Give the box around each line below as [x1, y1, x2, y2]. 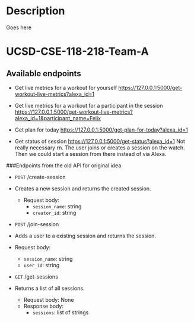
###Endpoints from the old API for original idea [6, 162, 122, 169]
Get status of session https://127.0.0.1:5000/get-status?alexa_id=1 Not [14, 137, 186, 145]
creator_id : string [32, 209, 77, 216]
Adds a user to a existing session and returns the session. [14, 232, 156, 239]
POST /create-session [14, 173, 66, 180]
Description [6, 4, 65, 18]
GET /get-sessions [14, 273, 58, 280]
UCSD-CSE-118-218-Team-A [6, 45, 150, 58]
